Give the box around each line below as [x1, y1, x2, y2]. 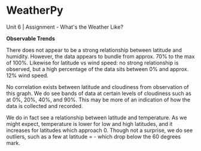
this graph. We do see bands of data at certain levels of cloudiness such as [6, 90, 191, 97]
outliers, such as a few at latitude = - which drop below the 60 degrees [6, 132, 181, 140]
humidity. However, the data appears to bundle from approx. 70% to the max [6, 53, 195, 60]
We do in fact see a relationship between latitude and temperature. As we [6, 114, 187, 121]
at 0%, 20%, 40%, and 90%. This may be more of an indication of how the [6, 96, 190, 103]
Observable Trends [6, 35, 56, 42]
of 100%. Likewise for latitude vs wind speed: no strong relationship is [6, 59, 179, 66]
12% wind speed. [6, 72, 49, 79]
